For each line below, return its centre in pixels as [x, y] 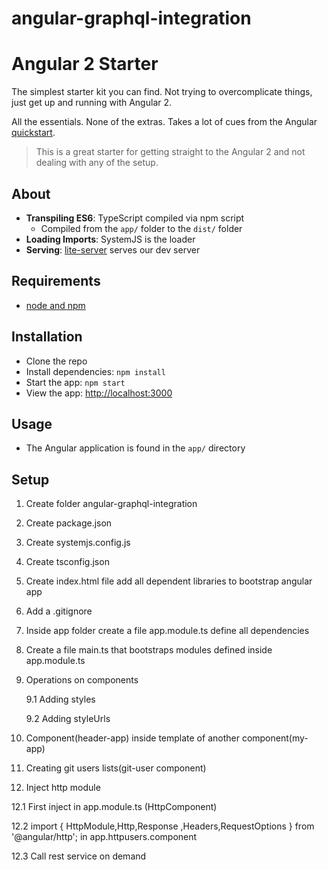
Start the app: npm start [75, 382]
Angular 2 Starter [85, 64]
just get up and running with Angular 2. [92, 103]
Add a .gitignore [59, 611]
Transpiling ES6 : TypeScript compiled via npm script [135, 218]
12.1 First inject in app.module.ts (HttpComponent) [114, 807]
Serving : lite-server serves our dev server [113, 249]
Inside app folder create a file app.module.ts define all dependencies [167, 631]
